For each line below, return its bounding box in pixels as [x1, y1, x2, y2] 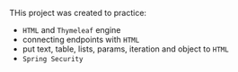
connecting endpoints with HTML [22, 35, 140, 44]
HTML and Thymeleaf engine [22, 25, 121, 35]
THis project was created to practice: [9, 8, 146, 18]
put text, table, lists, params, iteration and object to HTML [22, 44, 229, 54]
